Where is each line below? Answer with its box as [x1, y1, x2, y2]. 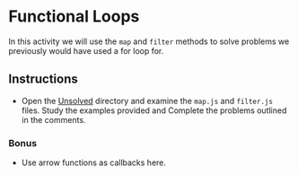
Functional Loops [8, 6, 140, 27]
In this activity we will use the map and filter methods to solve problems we [8, 36, 290, 47]
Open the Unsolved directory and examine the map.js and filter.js [21, 95, 273, 106]
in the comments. [21, 114, 86, 125]
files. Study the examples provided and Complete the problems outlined [21, 105, 287, 116]
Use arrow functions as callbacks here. [21, 157, 167, 168]
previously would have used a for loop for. [8, 45, 164, 56]
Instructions [8, 72, 78, 87]
